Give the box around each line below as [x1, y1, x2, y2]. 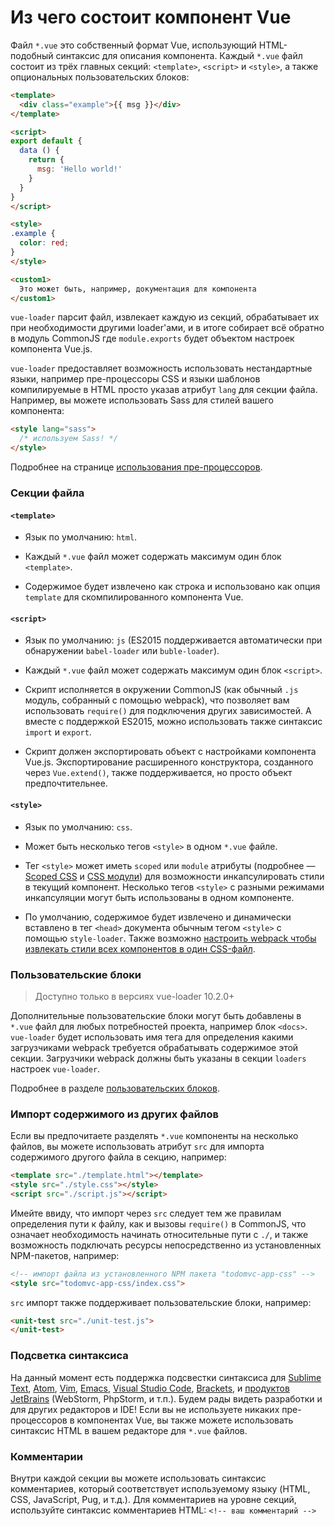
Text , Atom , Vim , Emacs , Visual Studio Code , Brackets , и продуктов [10, 1382, 290, 1394]
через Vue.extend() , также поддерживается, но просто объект [24, 767, 293, 779]
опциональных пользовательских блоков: [10, 71, 190, 83]
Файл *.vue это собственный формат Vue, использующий [10, 39, 257, 51]
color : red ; [19, 238, 70, 248]
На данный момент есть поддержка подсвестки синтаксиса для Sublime [10, 1371, 322, 1383]
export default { [10, 136, 83, 146]
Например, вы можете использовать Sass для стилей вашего [10, 394, 274, 406]
